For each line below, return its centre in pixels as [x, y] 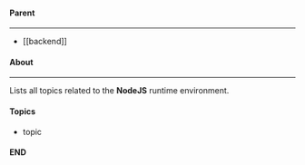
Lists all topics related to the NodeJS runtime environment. [119, 91]
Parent [22, 13]
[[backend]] [45, 42]
